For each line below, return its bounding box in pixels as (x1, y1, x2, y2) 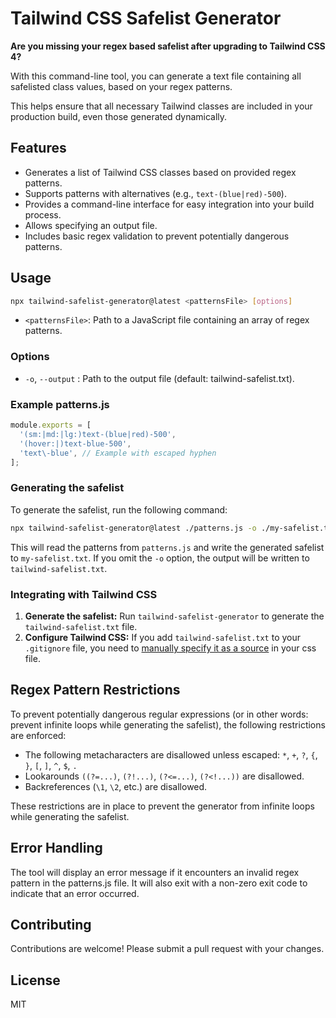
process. (24, 208, 62, 221)
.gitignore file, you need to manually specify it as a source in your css (24, 642, 317, 654)
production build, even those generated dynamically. (10, 110, 228, 122)
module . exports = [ (10, 420, 92, 431)
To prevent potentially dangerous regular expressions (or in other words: (10, 708, 309, 720)
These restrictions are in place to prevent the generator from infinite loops (10, 800, 315, 812)
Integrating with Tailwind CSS (10, 587, 158, 601)
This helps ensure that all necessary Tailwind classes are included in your (10, 100, 313, 112)
